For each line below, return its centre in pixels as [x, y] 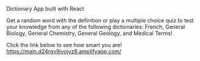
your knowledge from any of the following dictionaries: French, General [96, 27]
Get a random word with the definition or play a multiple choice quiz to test [100, 20]
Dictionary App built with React [45, 9]
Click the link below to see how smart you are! [64, 45]
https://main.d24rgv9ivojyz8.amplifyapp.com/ [64, 51]
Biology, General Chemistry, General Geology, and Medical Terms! [89, 33]
